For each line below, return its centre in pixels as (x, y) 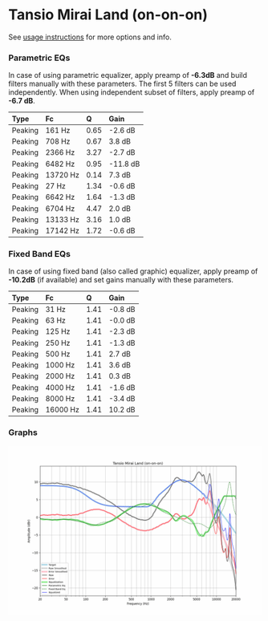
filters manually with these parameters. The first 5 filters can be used (122, 84)
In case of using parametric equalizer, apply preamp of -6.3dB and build (128, 75)
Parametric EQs (39, 58)
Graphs (23, 432)
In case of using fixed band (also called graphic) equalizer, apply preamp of (133, 271)
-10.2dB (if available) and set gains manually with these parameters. (121, 280)
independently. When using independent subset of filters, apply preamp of (132, 92)
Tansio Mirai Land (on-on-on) (108, 15)
